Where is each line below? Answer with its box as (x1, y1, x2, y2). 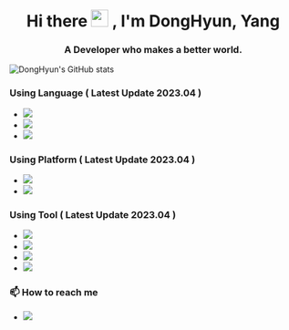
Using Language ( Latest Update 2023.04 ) (9, 87, 202, 99)
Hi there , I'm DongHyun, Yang (26, 11, 281, 32)
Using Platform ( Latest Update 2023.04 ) (9, 153, 196, 166)
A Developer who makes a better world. (63, 44, 243, 57)
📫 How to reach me (9, 286, 98, 299)
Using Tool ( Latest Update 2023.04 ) (9, 209, 176, 221)
